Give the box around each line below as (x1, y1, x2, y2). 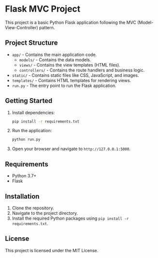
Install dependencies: (12, 109, 55, 115)
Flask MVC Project (5, 3, 81, 15)
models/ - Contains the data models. (19, 57, 91, 63)
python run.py (12, 137, 41, 142)
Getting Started (5, 97, 53, 105)
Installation (5, 192, 40, 200)
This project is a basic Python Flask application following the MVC (5, 19, 137, 25)
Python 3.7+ (12, 173, 37, 179)
